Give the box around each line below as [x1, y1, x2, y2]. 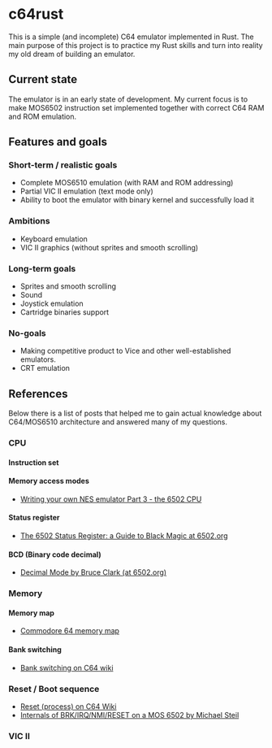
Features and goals [8, 135, 108, 149]
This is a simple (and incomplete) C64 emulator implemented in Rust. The [8, 32, 254, 41]
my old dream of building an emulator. [8, 49, 136, 59]
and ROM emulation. [8, 111, 77, 121]
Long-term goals [8, 263, 76, 274]
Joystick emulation [19, 298, 84, 309]
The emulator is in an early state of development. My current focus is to [8, 94, 248, 104]
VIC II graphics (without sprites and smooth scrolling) [19, 242, 199, 252]
